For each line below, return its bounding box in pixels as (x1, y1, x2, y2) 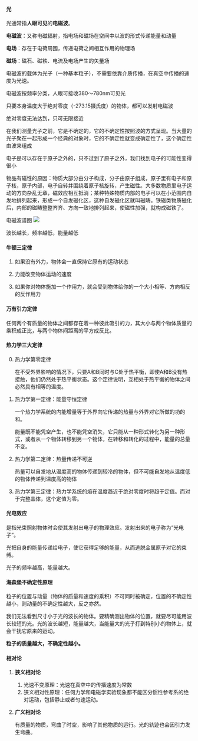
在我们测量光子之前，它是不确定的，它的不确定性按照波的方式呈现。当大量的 (6, 128, 192, 135)
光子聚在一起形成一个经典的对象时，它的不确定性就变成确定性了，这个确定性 (6, 135, 192, 142)
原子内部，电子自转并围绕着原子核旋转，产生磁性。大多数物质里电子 (21, 182, 187, 189)
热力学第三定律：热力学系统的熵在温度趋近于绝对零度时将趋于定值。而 (14, 488, 186, 495)
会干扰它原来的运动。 (6, 628, 58, 635)
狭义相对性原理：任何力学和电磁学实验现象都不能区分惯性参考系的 (23, 688, 184, 696)
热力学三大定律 (6, 341, 42, 348)
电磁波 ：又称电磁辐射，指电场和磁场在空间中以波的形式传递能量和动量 (6, 32, 177, 40)
